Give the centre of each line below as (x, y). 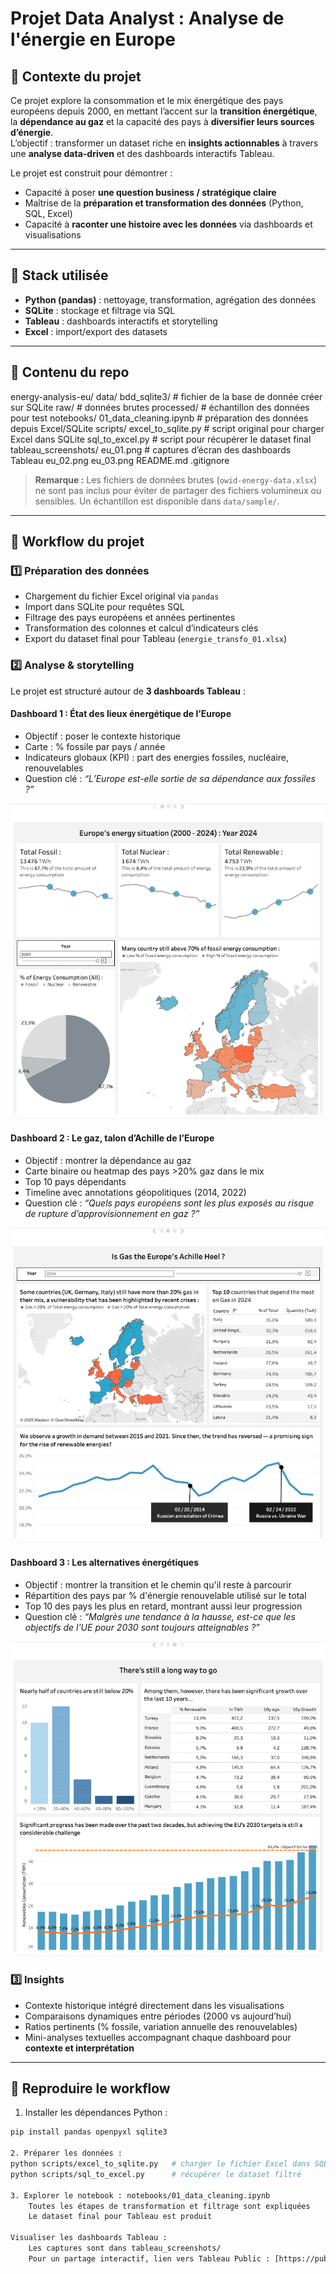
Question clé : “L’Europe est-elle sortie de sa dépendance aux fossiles (170, 778)
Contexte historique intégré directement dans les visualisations (154, 2005)
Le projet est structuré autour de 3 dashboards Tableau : (128, 691)
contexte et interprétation (79, 2048)
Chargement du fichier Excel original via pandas (122, 596)
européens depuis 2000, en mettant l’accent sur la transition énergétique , (164, 111)
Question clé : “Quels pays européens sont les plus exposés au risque (169, 1203)
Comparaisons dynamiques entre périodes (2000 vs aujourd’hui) (158, 2016)
